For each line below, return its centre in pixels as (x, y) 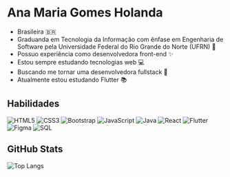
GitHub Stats (35, 149)
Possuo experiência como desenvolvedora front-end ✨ (95, 54)
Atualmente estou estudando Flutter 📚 (72, 80)
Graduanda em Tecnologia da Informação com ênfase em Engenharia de (120, 39)
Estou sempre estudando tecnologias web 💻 (81, 62)
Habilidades (33, 104)
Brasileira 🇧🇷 (36, 32)
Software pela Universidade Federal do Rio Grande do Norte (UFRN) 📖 (116, 47)
